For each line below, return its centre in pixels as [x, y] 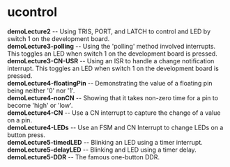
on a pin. [20, 120]
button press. [26, 135]
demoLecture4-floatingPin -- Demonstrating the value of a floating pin [110, 83]
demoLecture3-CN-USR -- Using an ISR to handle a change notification [111, 61]
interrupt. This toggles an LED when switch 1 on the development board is [113, 68]
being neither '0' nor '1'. [41, 90]
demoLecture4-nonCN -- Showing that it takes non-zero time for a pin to [113, 97]
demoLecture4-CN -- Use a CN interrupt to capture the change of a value [114, 113]
